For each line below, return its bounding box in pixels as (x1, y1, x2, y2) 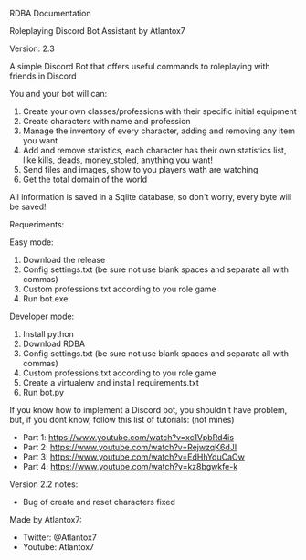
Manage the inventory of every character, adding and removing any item (22, 125, 295, 136)
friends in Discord (9, 70, 77, 81)
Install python (22, 329, 75, 339)
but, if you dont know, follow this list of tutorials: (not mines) (9, 415, 235, 425)
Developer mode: (9, 311, 75, 322)
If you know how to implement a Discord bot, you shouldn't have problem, (9, 405, 288, 415)
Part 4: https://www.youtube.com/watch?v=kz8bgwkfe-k (22, 461, 238, 471)
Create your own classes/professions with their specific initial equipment (22, 106, 297, 117)
